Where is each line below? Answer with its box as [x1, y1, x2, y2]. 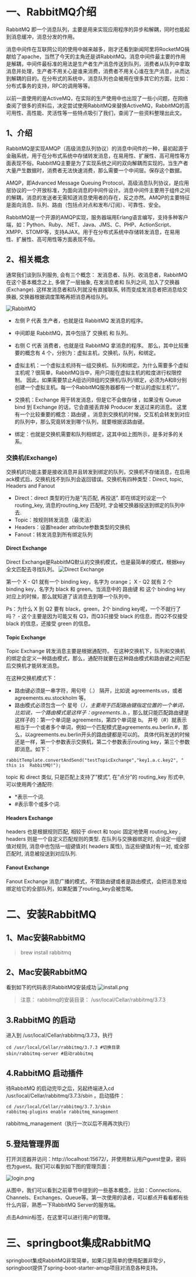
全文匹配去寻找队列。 [6, 566, 57, 573]
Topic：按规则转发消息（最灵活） [14, 516, 95, 523]
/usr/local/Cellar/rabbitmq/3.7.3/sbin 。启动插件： [6, 1092, 125, 1099]
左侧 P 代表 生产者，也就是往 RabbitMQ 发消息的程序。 [14, 317, 146, 324]
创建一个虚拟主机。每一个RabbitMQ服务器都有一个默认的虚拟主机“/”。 [14, 383, 183, 390]
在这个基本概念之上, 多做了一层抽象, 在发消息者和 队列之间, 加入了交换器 [6, 278, 180, 285]
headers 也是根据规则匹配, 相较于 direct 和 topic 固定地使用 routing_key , [6, 828, 181, 835]
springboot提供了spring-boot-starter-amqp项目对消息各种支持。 [6, 1264, 162, 1271]
